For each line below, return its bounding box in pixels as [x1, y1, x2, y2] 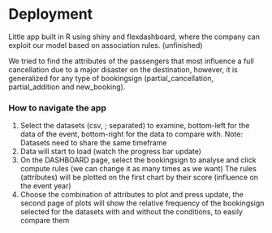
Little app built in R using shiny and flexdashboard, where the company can [8, 32, 260, 41]
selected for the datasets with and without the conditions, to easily [19, 207, 244, 217]
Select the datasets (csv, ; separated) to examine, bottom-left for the [19, 121, 250, 131]
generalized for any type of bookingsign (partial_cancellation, [8, 73, 214, 83]
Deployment [8, 5, 93, 24]
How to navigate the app [8, 102, 107, 114]
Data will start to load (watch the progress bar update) [19, 147, 201, 157]
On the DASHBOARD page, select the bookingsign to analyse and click [19, 155, 257, 165]
